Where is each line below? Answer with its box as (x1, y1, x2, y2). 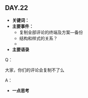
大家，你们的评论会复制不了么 (5, 67, 64, 73)
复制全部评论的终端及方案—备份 (19, 29, 83, 35)
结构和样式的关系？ (19, 35, 58, 41)
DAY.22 (5, 4, 28, 12)
